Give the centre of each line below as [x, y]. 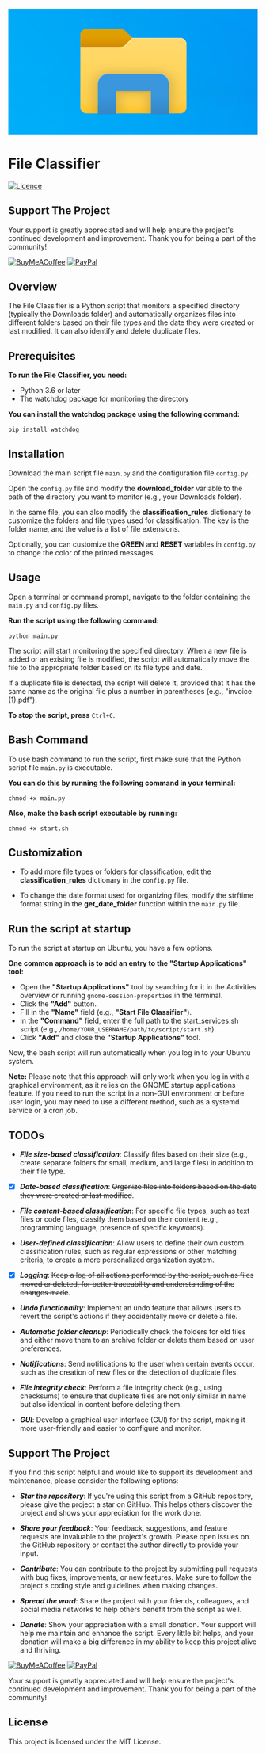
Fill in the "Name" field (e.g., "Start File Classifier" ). [106, 1012]
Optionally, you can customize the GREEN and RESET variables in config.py [132, 544]
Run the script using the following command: [84, 620]
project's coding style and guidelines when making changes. [119, 1586]
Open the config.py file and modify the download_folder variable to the [125, 488]
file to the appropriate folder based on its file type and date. [106, 667]
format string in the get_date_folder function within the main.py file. [130, 904]
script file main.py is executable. [61, 767]
